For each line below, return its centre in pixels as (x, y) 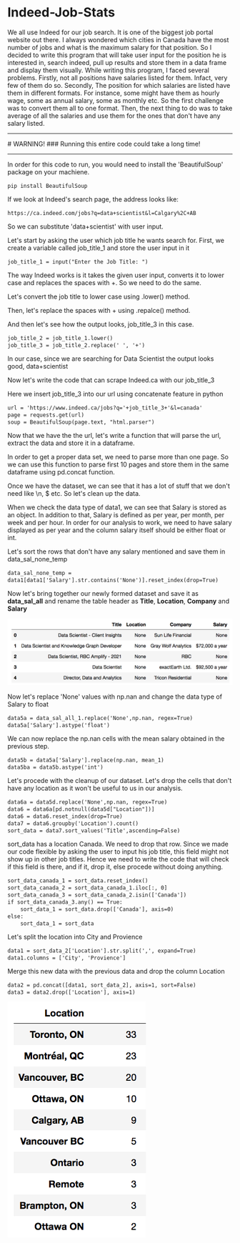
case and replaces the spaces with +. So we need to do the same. (104, 282)
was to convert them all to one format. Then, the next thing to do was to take (120, 108)
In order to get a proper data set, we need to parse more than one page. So (118, 456)
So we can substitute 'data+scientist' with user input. (86, 226)
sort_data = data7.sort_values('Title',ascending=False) (94, 831)
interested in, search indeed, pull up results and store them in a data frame (117, 62)
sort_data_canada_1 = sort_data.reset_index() (78, 881)
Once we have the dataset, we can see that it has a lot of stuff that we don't (119, 486)
